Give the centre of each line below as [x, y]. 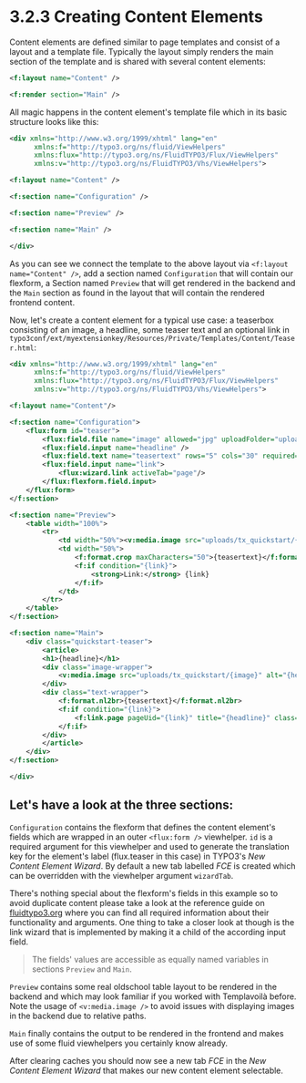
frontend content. [42, 302]
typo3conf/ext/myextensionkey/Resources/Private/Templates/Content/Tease [153, 338]
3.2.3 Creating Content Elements [137, 17]
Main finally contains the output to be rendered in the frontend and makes [147, 1033]
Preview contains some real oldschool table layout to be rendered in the [143, 986]
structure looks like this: [54, 121]
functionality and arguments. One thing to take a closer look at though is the [152, 922]
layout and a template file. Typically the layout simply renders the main [142, 51]
